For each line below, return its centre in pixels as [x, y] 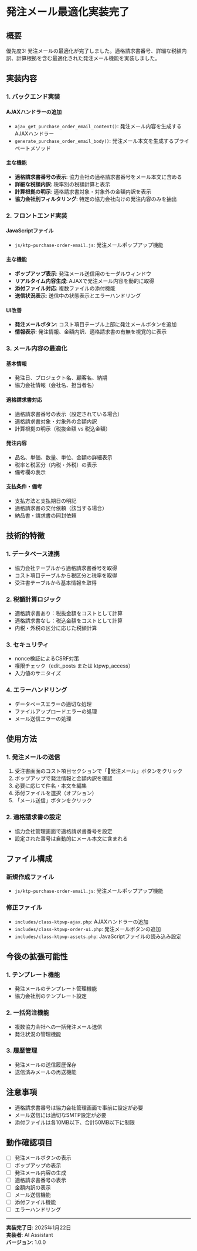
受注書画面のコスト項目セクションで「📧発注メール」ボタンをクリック [98, 771]
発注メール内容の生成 [40, 1172]
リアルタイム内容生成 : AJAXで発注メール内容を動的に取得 [84, 281]
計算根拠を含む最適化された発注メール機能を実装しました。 [88, 58]
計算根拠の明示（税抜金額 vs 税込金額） [62, 428]
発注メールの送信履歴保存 [45, 1065]
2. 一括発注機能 [28, 1013]
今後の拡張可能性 [37, 956]
